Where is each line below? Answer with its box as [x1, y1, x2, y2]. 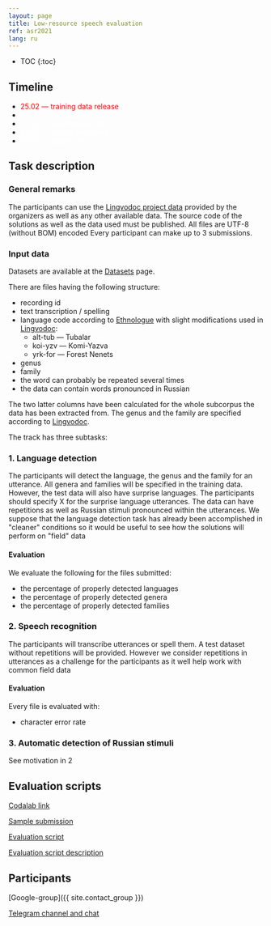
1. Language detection [8, 452, 97, 464]
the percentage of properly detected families [19, 601, 170, 610]
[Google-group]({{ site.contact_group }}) [8, 892, 144, 903]
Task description [8, 159, 95, 173]
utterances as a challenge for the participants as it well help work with [8, 656, 242, 666]
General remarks [8, 184, 76, 195]
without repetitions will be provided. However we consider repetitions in [8, 648, 248, 657]
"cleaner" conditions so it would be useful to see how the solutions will [8, 523, 244, 533]
